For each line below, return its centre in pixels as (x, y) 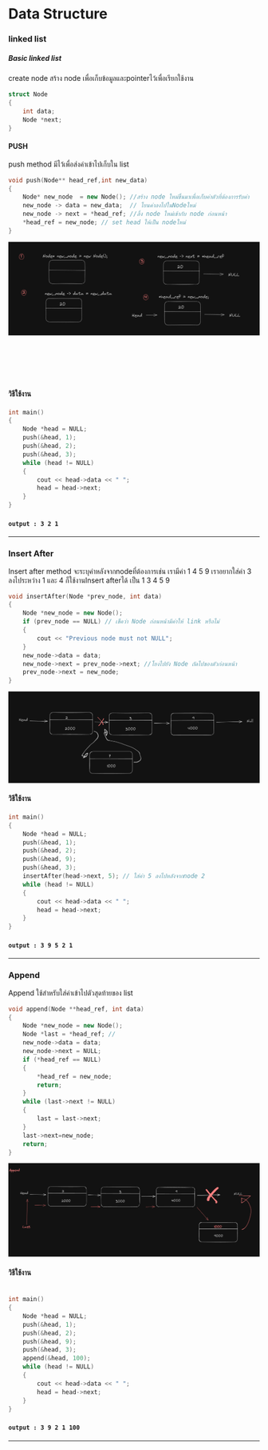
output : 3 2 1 (33, 524)
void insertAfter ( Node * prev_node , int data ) (85, 596)
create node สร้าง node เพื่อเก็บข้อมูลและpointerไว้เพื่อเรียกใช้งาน (101, 78)
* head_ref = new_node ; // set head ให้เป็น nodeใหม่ (104, 222)
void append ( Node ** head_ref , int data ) (77, 1009)
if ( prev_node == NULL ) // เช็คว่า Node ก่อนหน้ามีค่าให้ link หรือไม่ (121, 622)
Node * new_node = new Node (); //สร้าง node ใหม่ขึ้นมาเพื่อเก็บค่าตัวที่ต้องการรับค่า (136, 197)
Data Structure (58, 14)
